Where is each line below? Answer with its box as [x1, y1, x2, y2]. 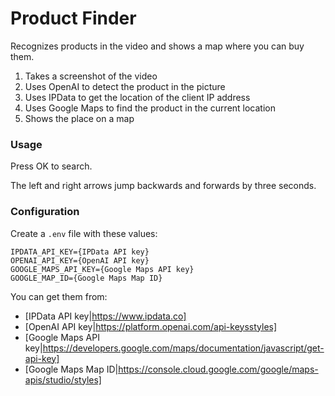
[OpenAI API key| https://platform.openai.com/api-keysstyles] [24, 320, 278, 332]
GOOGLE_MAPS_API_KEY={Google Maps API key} [10, 264, 195, 274]
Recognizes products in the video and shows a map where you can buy [10, 40, 305, 52]
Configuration [10, 205, 80, 219]
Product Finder [10, 7, 137, 30]
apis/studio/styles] [24, 373, 102, 386]
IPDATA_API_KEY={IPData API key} [10, 247, 150, 257]
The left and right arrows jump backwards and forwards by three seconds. [10, 180, 317, 192]
